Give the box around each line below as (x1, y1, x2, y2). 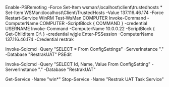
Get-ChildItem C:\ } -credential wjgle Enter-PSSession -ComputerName (5, 31, 154, 37)
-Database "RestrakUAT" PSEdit (5, 51, 72, 57)
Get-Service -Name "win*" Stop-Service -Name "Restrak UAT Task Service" (5, 76, 164, 82)
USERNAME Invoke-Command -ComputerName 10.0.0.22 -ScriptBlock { (5, 26, 155, 32)
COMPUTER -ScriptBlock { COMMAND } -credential (39, 20, 148, 26)
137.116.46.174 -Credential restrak (5, 36, 74, 42)
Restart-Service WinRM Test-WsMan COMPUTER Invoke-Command (5, 15, 146, 21)
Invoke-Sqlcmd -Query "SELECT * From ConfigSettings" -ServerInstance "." (5, 46, 164, 52)
